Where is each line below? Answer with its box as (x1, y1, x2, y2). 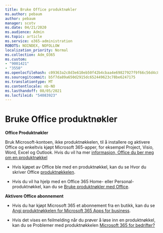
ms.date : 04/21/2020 (5, 25, 47, 30)
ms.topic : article (5, 34, 42, 39)
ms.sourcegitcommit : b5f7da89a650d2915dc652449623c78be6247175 (5, 75, 136, 80)
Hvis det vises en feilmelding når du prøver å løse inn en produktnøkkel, (12, 217, 156, 223)
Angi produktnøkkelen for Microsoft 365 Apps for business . (12, 208, 131, 214)
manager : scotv (5, 20, 36, 26)
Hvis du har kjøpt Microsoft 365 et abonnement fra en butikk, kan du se (12, 202, 155, 209)
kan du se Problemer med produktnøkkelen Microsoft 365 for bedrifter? (12, 222, 155, 228)
